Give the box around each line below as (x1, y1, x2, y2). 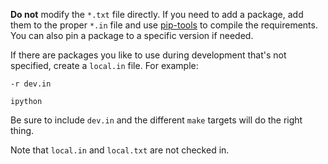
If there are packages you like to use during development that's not (10, 49, 287, 61)
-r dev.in (10, 79, 52, 89)
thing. (10, 125, 35, 136)
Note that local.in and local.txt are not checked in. (10, 144, 230, 156)
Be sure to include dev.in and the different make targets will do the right (10, 114, 303, 126)
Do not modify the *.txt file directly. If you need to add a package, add (10, 9, 304, 20)
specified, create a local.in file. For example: (10, 60, 199, 71)
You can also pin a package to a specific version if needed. (10, 30, 254, 41)
